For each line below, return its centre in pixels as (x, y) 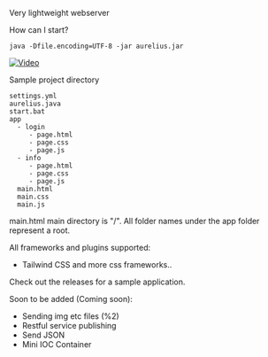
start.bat (27, 112)
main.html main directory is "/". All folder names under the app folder (134, 221)
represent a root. (40, 230)
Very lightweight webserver (59, 13)
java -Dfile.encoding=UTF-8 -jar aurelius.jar (96, 46)
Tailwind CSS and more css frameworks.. (97, 264)
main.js (31, 205)
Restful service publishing (69, 326)
